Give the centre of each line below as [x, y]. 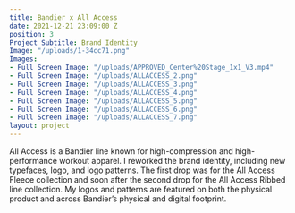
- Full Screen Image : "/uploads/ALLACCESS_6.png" [104, 109]
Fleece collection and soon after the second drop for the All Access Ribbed [147, 179]
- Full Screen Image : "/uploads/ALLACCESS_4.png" [104, 92]
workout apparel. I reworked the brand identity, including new [173, 161]
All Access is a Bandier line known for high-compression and [122, 151]
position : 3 [31, 34]
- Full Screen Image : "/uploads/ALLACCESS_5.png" [104, 101]
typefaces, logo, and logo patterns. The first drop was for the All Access [142, 170]
